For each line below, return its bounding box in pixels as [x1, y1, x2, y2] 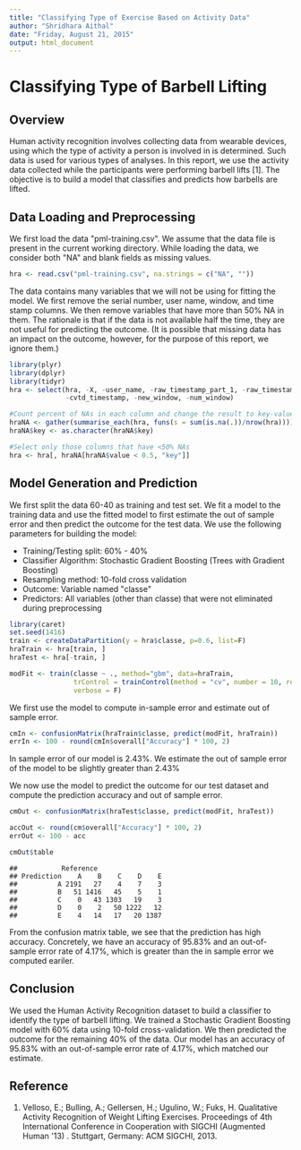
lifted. [9, 184, 30, 194]
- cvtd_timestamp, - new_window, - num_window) [65, 393, 235, 403]
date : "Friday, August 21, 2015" [9, 30, 134, 39]
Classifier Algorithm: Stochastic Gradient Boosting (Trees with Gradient [21, 554, 285, 565]
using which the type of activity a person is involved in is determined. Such [9, 145, 287, 157]
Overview [9, 112, 65, 127]
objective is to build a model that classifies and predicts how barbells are [9, 174, 278, 185]
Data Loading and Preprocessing [9, 210, 195, 225]
